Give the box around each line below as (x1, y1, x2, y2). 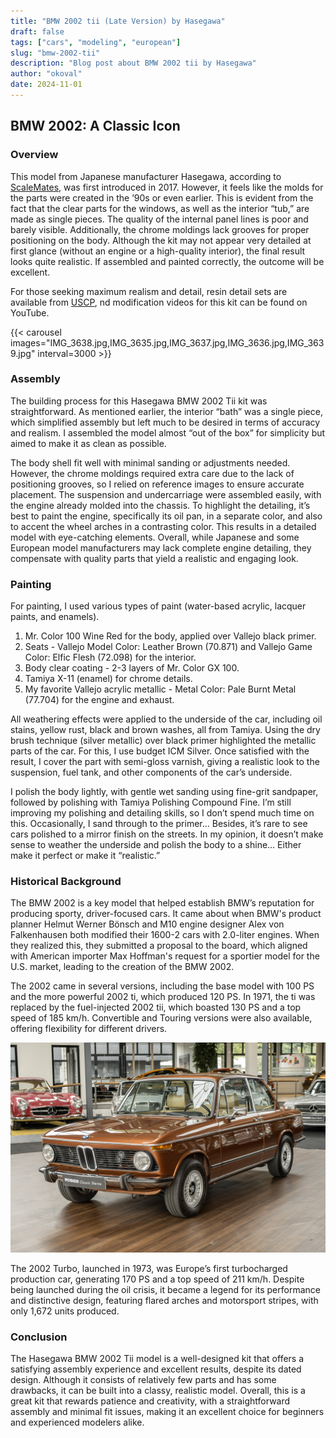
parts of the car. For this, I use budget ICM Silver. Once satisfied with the (10, 745, 310, 757)
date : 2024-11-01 (10, 80, 83, 90)
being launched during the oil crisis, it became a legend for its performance (10, 1284, 321, 1296)
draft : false (10, 26, 65, 37)
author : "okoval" (10, 69, 83, 79)
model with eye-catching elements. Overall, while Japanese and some (10, 531, 300, 543)
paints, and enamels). (10, 611, 100, 623)
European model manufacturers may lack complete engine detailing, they (10, 541, 312, 554)
